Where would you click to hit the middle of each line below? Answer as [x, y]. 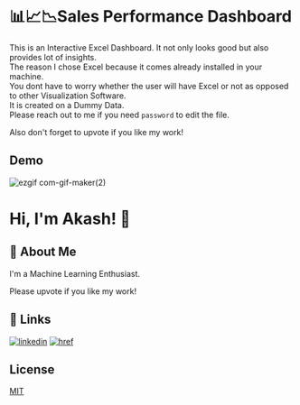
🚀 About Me [43, 252]
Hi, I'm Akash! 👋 [70, 219]
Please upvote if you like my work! [73, 291]
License [32, 369]
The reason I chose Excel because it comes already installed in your [136, 67]
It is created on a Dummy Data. [67, 105]
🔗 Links [30, 320]
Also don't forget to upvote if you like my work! [96, 132]
